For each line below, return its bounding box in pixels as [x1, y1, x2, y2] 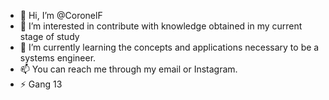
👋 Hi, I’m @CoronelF [19, 10, 103, 21]
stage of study [19, 31, 80, 42]
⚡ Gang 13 [19, 78, 63, 90]
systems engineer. [19, 52, 97, 64]
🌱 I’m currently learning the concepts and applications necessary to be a [19, 41, 320, 53]
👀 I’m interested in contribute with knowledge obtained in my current [19, 20, 303, 32]
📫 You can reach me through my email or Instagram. [19, 63, 238, 75]
